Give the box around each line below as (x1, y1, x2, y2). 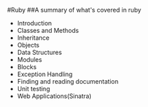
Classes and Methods (17, 27, 79, 34)
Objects (17, 41, 40, 49)
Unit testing (17, 85, 50, 93)
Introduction (17, 19, 52, 27)
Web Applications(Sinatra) (17, 92, 92, 100)
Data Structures (17, 48, 62, 56)
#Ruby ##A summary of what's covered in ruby (7, 6, 142, 14)
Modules (17, 56, 43, 64)
